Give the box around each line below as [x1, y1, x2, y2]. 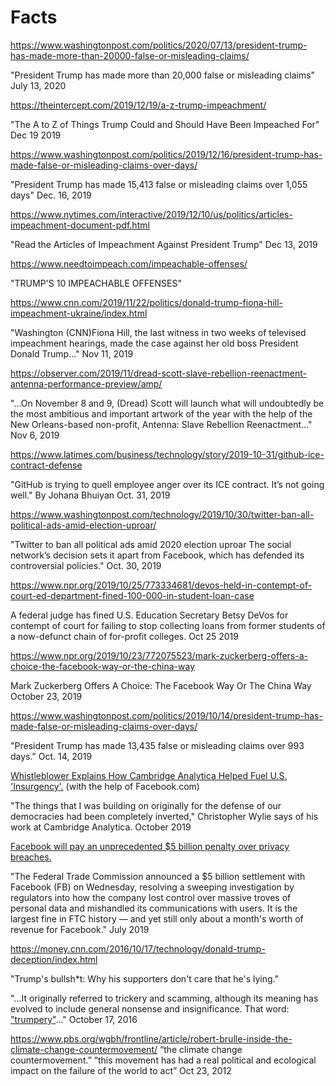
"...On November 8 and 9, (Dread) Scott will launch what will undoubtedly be [10, 397, 325, 409]
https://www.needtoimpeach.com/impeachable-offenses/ [10, 257, 248, 270]
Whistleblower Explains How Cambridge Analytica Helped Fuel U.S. [10, 769, 288, 781]
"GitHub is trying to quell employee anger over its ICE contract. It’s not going [10, 478, 325, 490]
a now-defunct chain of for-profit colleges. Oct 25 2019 [10, 630, 239, 642]
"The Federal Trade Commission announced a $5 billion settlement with [10, 870, 306, 882]
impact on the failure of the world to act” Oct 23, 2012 [10, 1064, 232, 1076]
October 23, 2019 [10, 690, 83, 702]
